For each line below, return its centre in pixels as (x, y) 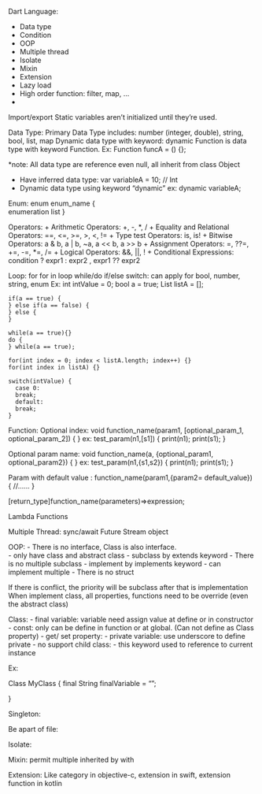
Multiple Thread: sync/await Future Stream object (89, 532)
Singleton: (24, 714)
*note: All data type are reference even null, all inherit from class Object (124, 164)
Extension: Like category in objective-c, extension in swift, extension (119, 775)
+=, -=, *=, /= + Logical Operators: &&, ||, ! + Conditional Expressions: (121, 252)
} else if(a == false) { (49, 306)
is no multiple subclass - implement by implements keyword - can (115, 564)
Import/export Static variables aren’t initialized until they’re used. (113, 117)
